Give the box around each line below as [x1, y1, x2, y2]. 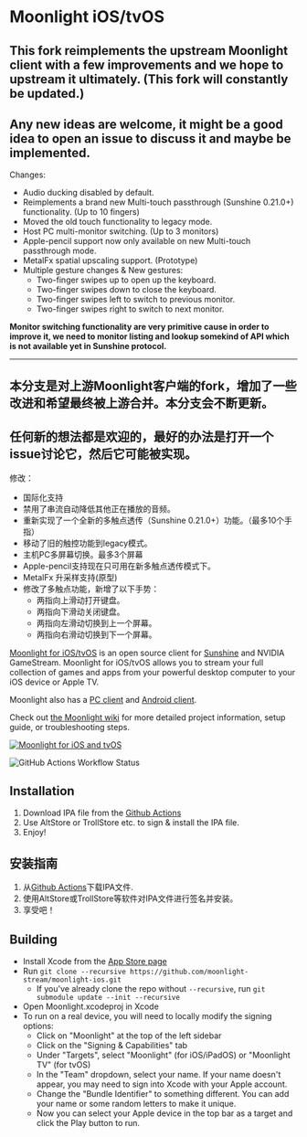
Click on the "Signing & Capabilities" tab [36, 1040, 188, 1051]
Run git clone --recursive [22, 966, 126, 977]
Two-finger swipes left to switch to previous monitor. [36, 294, 236, 305]
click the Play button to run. [36, 1118, 140, 1129]
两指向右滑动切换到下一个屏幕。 [36, 629, 157, 640]
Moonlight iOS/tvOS [9, 6, 164, 27]
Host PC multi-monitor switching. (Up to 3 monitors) [22, 226, 219, 237]
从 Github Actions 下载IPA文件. [22, 882, 134, 893]
